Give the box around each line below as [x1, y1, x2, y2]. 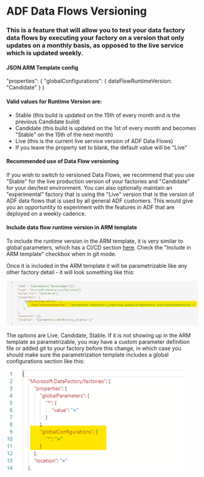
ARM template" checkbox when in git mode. [6, 250, 117, 257]
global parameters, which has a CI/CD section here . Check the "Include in [6, 243, 192, 251]
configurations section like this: [6, 357, 85, 364]
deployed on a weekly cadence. [6, 210, 86, 217]
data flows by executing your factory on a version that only [6, 33, 185, 42]
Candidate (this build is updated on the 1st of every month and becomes [15, 124, 196, 131]
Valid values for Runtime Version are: [6, 97, 102, 105]
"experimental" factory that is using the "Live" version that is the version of [6, 190, 195, 198]
